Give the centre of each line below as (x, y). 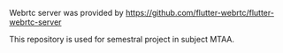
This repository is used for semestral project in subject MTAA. (122, 39)
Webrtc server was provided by (66, 13)
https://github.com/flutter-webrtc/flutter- (199, 13)
